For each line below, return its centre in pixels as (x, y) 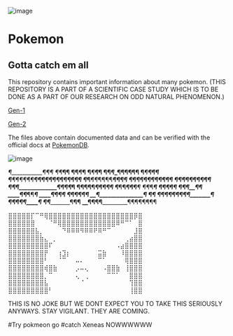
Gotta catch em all (48, 65)
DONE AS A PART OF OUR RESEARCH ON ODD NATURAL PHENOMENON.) (116, 97)
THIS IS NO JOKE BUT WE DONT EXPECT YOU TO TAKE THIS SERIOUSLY (115, 304)
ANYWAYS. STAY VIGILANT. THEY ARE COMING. (79, 311)
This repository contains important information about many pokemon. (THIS (117, 82)
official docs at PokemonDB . (49, 145)
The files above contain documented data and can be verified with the (109, 137)
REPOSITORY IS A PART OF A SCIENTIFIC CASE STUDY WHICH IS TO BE (113, 89)
